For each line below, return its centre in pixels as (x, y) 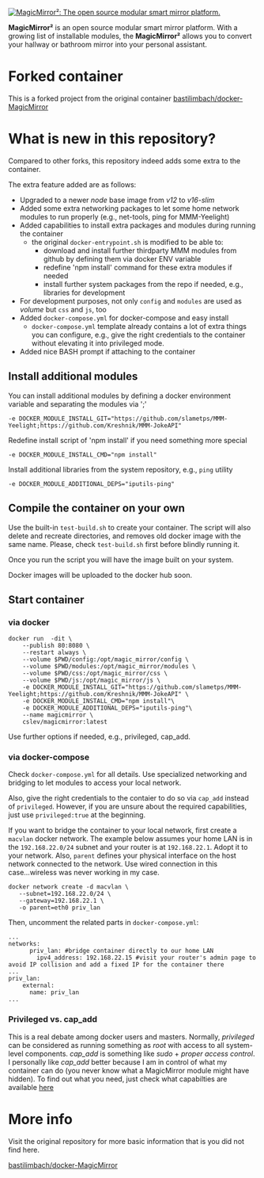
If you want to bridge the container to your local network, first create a (123, 830)
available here (31, 1087)
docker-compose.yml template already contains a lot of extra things (139, 326)
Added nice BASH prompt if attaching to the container (107, 351)
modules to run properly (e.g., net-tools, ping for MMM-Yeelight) (124, 216)
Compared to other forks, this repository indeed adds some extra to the (124, 161)
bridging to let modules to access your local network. (95, 783)
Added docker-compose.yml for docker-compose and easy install (124, 318)
